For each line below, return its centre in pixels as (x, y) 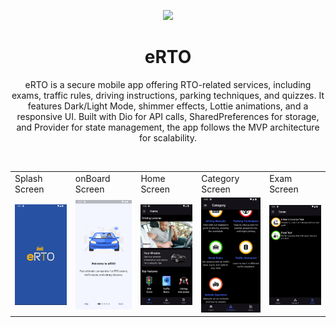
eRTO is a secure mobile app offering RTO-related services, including (168, 84)
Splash (28, 178)
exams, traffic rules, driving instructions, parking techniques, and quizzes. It (168, 95)
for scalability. (168, 137)
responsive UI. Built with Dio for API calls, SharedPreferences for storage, (168, 116)
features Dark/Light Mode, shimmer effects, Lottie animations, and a (168, 106)
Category (220, 178)
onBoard (92, 178)
